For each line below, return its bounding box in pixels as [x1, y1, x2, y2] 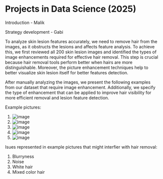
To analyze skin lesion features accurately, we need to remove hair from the [5, 38, 158, 45]
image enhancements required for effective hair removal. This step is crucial [5, 54, 159, 60]
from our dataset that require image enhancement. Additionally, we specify [5, 84, 156, 90]
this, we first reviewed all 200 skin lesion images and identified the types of [5, 49, 157, 55]
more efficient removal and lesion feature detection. [5, 94, 109, 101]
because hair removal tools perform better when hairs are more [5, 59, 133, 65]
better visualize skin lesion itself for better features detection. [5, 69, 128, 75]
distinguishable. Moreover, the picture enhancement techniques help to [5, 65, 149, 70]
